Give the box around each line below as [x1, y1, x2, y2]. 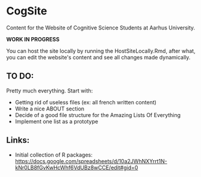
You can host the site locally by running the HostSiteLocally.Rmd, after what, [6, 47, 196, 55]
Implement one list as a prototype [14, 118, 98, 125]
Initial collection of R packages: [14, 151, 93, 158]
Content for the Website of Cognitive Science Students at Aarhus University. [6, 24, 196, 31]
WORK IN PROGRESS [6, 35, 60, 43]
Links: [6, 135, 30, 145]
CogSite [6, 4, 48, 18]
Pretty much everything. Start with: [6, 87, 93, 94]
